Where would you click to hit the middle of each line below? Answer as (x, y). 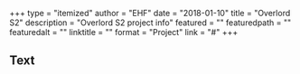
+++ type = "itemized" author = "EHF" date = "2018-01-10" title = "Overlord (150, 13)
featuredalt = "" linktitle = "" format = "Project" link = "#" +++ (124, 32)
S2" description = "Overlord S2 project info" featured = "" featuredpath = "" (150, 23)
